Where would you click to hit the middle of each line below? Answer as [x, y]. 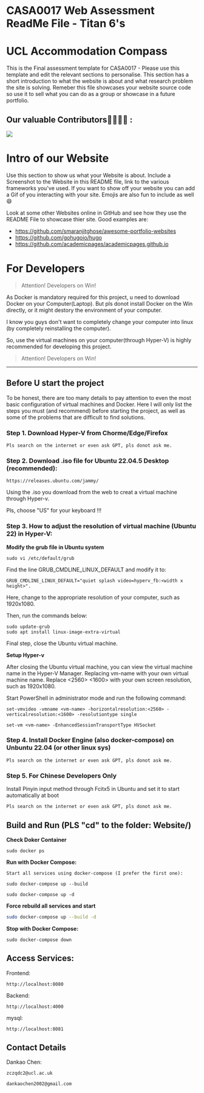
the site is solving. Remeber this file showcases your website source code [99, 88]
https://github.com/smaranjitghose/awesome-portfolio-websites [95, 231]
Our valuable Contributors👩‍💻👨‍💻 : [70, 119]
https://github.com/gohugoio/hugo [58, 237]
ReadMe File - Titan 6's [66, 23]
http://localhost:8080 [35, 984]
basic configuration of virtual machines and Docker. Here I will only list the [99, 404]
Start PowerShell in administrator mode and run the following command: [96, 698]
